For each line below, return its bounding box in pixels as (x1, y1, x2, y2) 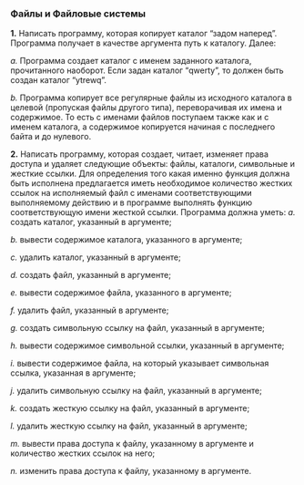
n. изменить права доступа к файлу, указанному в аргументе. (10, 466, 252, 477)
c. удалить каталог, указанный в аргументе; (10, 252, 181, 263)
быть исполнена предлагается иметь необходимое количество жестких (10, 178, 293, 189)
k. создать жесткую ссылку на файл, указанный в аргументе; (10, 403, 250, 414)
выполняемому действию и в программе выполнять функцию (10, 197, 253, 208)
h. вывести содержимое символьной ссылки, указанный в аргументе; (10, 340, 285, 351)
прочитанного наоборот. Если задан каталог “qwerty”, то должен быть (10, 65, 285, 76)
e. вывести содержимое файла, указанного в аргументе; (10, 287, 232, 298)
